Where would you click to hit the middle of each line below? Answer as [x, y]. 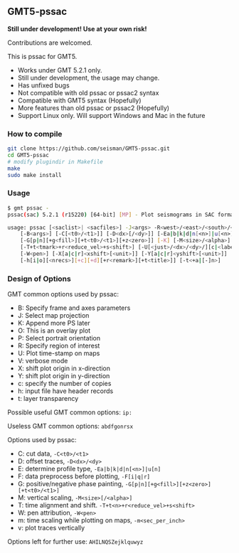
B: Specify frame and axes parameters [74, 308]
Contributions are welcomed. [50, 43]
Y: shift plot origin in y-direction [64, 376]
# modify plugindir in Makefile [55, 162]
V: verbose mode [43, 361]
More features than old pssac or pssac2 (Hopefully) [93, 108]
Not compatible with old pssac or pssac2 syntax [88, 92]
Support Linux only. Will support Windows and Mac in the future [111, 115]
